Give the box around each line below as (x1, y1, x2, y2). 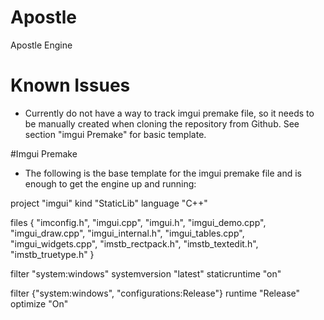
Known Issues (10, 74, 131, 97)
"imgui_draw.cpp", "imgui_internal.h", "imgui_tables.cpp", (10, 227, 245, 239)
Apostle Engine (10, 39, 73, 51)
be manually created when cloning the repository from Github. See (24, 117, 300, 130)
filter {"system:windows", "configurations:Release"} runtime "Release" (10, 287, 301, 299)
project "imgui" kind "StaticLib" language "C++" (10, 197, 208, 209)
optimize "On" (10, 297, 69, 310)
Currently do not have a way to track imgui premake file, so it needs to (24, 107, 315, 119)
